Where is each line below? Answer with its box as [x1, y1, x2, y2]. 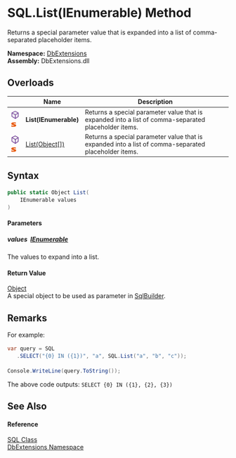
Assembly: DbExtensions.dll [7, 56, 90, 65]
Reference [7, 419, 39, 429]
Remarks [7, 312, 48, 324]
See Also [7, 400, 47, 412]
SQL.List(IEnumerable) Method [7, 5, 192, 21]
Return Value [7, 269, 46, 277]
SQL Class [7, 436, 37, 444]
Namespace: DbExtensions [7, 49, 87, 58]
